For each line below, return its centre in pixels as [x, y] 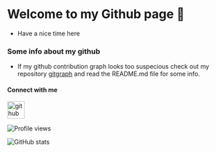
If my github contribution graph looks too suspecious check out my [113, 67]
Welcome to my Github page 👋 [96, 14]
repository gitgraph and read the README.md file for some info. [108, 74]
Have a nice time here [49, 33]
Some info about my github [54, 51]
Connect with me [32, 90]
